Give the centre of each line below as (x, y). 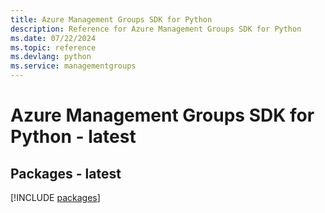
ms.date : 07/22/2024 (53, 38)
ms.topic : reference (53, 47)
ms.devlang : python (51, 57)
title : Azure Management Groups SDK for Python (111, 19)
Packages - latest (66, 173)
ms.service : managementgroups (73, 66)
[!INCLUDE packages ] (55, 197)
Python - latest (73, 137)
